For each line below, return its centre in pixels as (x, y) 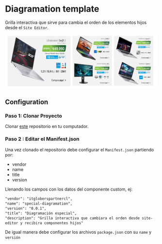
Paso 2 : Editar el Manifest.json (42, 139)
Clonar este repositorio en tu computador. (47, 126)
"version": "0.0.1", (26, 208)
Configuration (27, 102)
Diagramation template (52, 9)
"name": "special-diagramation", (39, 203)
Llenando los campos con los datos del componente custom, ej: (69, 189)
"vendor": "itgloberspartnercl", (39, 199)
